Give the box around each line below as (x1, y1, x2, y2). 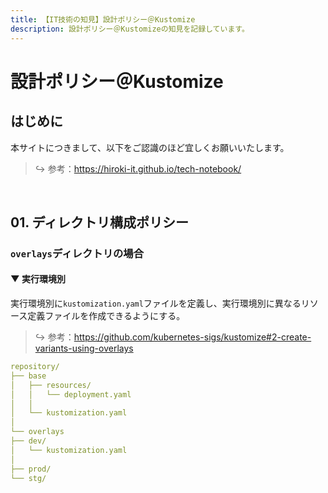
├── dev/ (10, 436, 47, 446)
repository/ (10, 362, 60, 372)
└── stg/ (10, 473, 47, 483)
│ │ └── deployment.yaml (10, 389, 132, 400)
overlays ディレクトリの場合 (10, 246, 145, 260)
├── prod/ (10, 464, 52, 474)
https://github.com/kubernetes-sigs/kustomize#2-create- (73, 331, 312, 343)
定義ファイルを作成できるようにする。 (27, 310, 186, 322)
